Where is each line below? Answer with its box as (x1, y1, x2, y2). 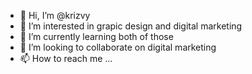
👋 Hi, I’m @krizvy (19, 10, 91, 21)
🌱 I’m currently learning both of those (19, 31, 174, 42)
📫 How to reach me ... (19, 53, 113, 64)
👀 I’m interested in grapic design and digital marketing (19, 20, 243, 32)
